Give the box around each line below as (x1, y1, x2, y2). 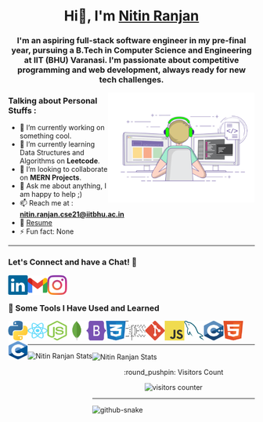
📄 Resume (19, 218, 52, 227)
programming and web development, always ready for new (16, 64, 247, 75)
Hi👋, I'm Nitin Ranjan (63, 7, 200, 25)
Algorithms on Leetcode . (19, 156, 100, 166)
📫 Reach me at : (19, 198, 74, 208)
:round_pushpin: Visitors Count (124, 367, 224, 377)
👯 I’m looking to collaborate (19, 165, 108, 174)
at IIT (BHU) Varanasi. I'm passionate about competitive (23, 55, 240, 66)
